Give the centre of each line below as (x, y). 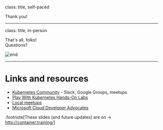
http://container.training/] (30, 122)
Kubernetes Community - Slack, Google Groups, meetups (70, 92)
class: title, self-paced (27, 7)
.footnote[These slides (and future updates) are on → (58, 117)
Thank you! (16, 16)
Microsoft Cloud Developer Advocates (50, 108)
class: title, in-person (26, 30)
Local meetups (27, 102)
